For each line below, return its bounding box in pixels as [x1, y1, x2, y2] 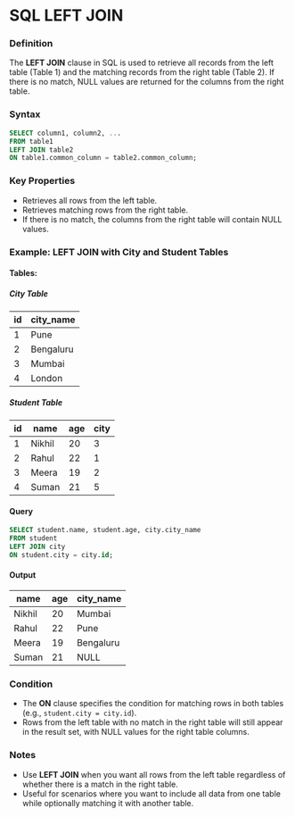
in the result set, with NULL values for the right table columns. [21, 727, 250, 738]
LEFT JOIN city [9, 542, 66, 551]
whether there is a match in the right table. [21, 779, 178, 789]
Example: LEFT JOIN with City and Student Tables [9, 246, 229, 258]
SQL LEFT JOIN [9, 5, 124, 26]
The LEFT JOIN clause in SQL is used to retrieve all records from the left [9, 57, 275, 68]
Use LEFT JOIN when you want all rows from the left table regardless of [21, 769, 286, 779]
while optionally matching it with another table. [21, 797, 194, 808]
